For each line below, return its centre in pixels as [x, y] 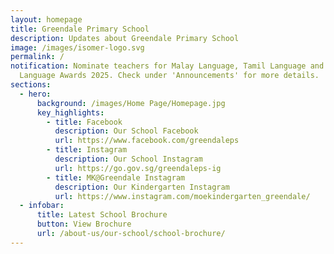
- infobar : [42, 206]
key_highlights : [70, 112]
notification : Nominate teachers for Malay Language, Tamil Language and [167, 66]
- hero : [35, 94]
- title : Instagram [87, 150]
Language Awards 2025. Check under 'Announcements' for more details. [169, 76]
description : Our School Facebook [126, 131]
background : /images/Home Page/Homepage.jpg [131, 103]
